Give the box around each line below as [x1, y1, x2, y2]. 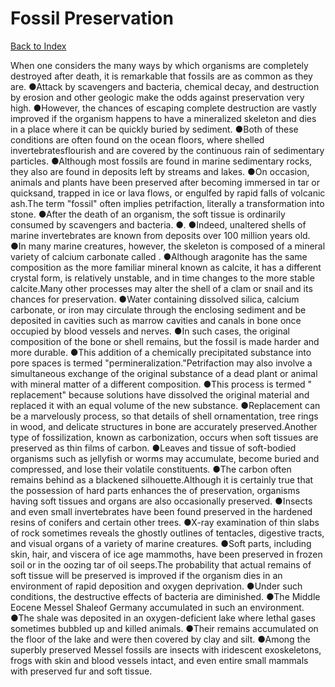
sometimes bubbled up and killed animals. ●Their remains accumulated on [10, 622, 319, 634]
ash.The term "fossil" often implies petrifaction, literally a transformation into [10, 197, 325, 209]
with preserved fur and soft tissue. [10, 665, 153, 677]
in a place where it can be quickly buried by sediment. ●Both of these [10, 123, 299, 135]
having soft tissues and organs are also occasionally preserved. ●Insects [10, 495, 313, 507]
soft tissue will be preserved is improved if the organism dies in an [10, 569, 283, 581]
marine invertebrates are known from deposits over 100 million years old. [10, 229, 311, 241]
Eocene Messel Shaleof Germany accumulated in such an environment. [10, 601, 305, 613]
